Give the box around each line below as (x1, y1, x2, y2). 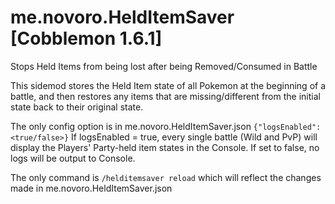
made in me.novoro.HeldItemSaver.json (10, 182, 173, 194)
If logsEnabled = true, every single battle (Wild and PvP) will (71, 131, 318, 143)
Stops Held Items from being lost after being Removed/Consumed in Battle (10, 60, 318, 72)
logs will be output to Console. (10, 152, 136, 164)
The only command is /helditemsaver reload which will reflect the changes (10, 171, 322, 183)
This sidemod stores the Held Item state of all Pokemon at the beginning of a (10, 79, 327, 91)
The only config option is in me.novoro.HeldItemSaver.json (10, 120, 252, 132)
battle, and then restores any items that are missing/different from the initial (10, 90, 321, 102)
